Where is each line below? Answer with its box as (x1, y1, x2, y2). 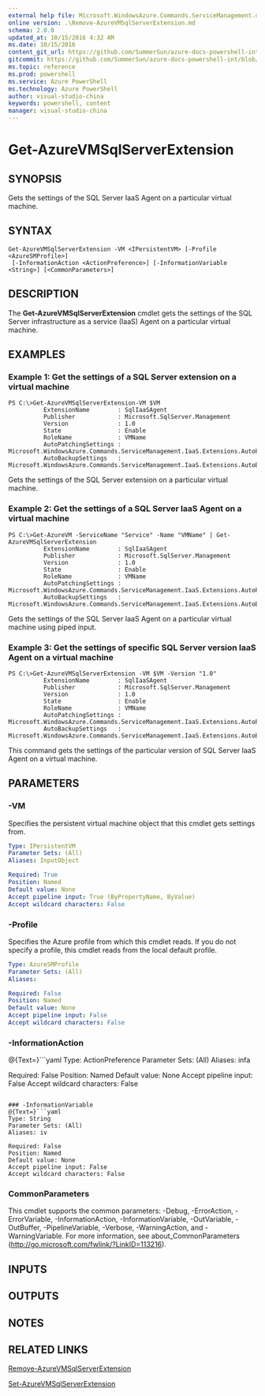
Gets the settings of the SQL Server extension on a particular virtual (8, 475, 229, 485)
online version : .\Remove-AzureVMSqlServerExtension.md (8, 19, 196, 27)
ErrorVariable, (8, 1215, 54, 1224)
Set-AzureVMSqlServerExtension (8, 1379, 116, 1389)
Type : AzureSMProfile (8, 960, 80, 969)
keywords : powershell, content (8, 99, 111, 107)
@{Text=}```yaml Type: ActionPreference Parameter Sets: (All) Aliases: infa (8, 1055, 251, 1065)
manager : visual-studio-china (8, 107, 108, 115)
